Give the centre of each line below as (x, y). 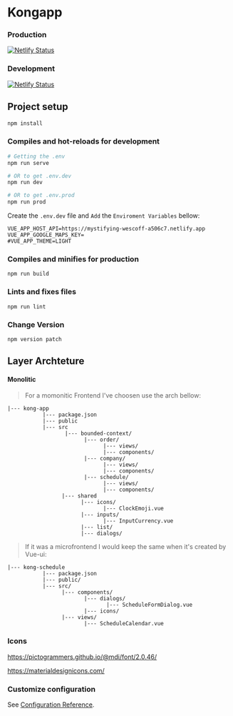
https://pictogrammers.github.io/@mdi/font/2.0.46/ (82, 657)
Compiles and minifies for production (73, 259)
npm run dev (25, 183)
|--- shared (79, 496)
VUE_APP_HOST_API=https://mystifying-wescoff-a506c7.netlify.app (106, 229)
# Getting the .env (36, 156)
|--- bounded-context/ (98, 433)
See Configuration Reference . (51, 705)
